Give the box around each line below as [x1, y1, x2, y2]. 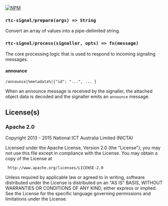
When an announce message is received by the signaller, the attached [5, 88, 153, 94]
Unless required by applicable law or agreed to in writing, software [5, 174, 145, 181]
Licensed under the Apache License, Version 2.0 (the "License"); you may [5, 145, 161, 151]
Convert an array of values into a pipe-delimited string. [5, 28, 121, 34]
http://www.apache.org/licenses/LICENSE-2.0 [7, 165, 103, 170]
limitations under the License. [5, 196, 67, 202]
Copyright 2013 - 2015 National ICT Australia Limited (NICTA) [5, 135, 133, 141]
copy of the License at [5, 156, 52, 162]
